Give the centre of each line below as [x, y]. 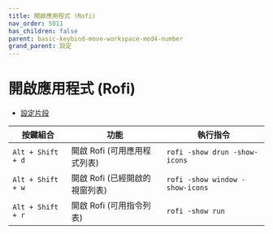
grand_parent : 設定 [40, 46]
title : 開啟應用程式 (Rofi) [52, 16]
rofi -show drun [198, 152]
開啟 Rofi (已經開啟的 [111, 178]
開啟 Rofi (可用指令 [107, 206]
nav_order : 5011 [36, 24]
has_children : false [43, 31]
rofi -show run [195, 211]
